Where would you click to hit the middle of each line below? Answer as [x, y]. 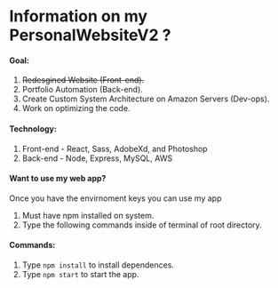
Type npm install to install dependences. [98, 265]
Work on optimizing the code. [76, 108]
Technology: [33, 128]
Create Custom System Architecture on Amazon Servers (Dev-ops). [146, 99]
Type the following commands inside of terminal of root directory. [142, 225]
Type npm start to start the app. [80, 274]
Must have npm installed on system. [88, 215]
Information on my [79, 16]
